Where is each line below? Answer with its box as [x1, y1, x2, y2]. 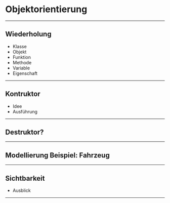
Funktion [12, 54, 31, 60]
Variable [12, 65, 30, 71]
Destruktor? [5, 128, 44, 136]
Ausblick [12, 187, 31, 193]
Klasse [12, 43, 27, 49]
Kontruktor [5, 90, 40, 98]
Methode [12, 59, 32, 65]
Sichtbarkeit [5, 174, 45, 183]
